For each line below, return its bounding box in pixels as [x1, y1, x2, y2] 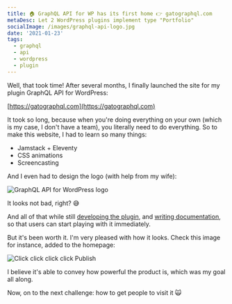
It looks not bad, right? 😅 [7, 199, 80, 207]
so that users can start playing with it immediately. [7, 220, 151, 228]
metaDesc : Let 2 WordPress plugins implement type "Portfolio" [7, 17, 194, 24]
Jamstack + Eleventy [17, 143, 78, 152]
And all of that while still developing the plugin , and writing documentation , [7, 212, 221, 221]
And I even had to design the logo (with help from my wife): [7, 172, 177, 180]
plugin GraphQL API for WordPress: [7, 88, 109, 97]
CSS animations [17, 151, 63, 159]
